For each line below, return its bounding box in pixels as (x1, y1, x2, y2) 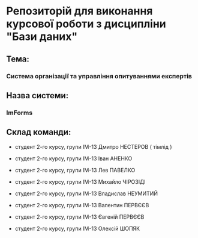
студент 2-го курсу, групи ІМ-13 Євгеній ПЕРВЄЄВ (14, 213, 145, 221)
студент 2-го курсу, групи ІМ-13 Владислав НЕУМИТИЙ (14, 190, 158, 197)
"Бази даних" (6, 30, 78, 43)
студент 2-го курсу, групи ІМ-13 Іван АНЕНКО (14, 155, 133, 162)
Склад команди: (6, 127, 71, 137)
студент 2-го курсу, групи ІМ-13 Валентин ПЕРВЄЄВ (14, 201, 149, 208)
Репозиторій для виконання (6, 4, 153, 18)
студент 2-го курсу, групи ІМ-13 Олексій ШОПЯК (14, 225, 140, 232)
